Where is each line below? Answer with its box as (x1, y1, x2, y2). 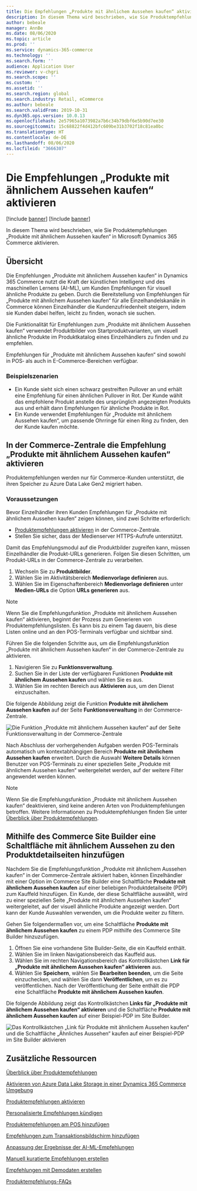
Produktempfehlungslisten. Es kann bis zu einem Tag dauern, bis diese (6, 622, 177, 629)
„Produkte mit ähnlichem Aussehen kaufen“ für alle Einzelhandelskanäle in (6, 297, 186, 304)
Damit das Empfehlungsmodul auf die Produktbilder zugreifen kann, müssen (6, 544, 191, 551)
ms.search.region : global (6, 91, 69, 97)
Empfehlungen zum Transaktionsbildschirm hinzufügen (6, 1132, 140, 1140)
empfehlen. (6, 340, 34, 347)
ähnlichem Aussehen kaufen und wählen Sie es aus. (14, 676, 144, 683)
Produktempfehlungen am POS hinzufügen (6, 1121, 110, 1128)
